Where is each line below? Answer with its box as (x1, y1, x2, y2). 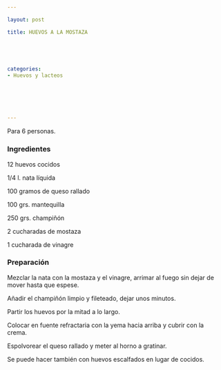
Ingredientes (7, 145, 51, 154)
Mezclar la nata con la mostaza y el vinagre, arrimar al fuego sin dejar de (7, 273, 214, 281)
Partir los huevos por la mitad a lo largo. (7, 307, 121, 315)
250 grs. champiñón (7, 214, 65, 222)
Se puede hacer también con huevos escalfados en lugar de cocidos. (7, 355, 205, 363)
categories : (7, 65, 41, 73)
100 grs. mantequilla (7, 200, 65, 208)
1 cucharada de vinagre (7, 240, 74, 249)
